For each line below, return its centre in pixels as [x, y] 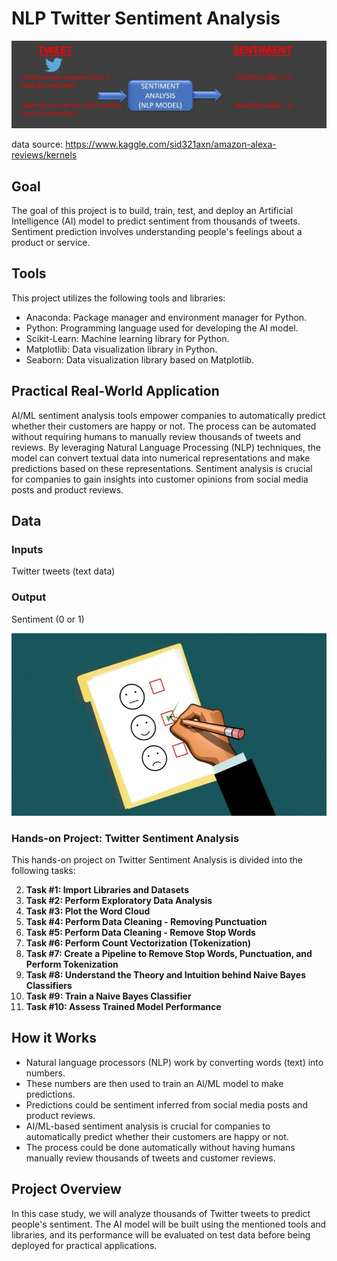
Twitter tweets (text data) [63, 571]
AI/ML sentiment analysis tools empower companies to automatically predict [168, 415]
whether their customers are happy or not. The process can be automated [164, 426]
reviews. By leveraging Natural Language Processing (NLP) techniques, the [166, 447]
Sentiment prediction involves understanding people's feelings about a [157, 232]
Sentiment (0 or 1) [48, 619]
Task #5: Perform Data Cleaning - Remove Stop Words [140, 932]
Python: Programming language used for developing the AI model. [162, 328]
